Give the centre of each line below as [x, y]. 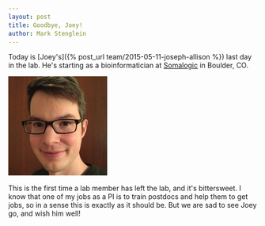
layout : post [30, 17]
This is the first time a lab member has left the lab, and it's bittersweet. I [125, 188]
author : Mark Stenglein [47, 33]
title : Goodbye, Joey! [45, 25]
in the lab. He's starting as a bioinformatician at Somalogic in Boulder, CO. [129, 65]
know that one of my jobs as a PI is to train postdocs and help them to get [128, 197]
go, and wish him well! [45, 213]
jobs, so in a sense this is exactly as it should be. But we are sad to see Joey [132, 205]
